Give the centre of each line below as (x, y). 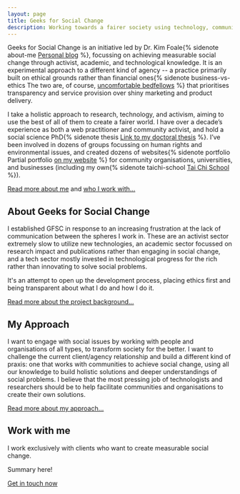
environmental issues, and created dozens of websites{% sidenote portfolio (119, 152)
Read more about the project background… (71, 302)
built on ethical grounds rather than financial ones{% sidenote (99, 78)
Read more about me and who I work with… (71, 189)
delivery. (20, 101)
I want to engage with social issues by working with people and (101, 341)
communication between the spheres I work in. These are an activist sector (118, 236)
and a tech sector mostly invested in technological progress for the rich (112, 259)
